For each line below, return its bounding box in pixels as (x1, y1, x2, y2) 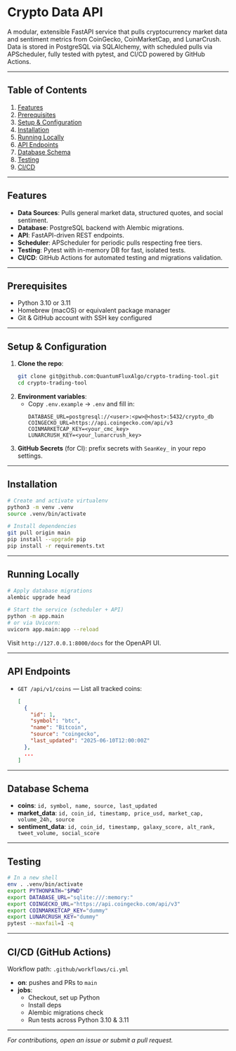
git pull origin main (7, 529, 71, 536)
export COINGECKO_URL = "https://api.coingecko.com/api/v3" (7, 901, 181, 908)
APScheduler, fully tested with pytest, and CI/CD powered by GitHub (7, 50, 206, 58)
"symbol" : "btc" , (30, 718, 81, 725)
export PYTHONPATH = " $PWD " (7, 887, 83, 894)
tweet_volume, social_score (17, 830, 100, 837)
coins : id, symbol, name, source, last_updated (17, 801, 158, 810)
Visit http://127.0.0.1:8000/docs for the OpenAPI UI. (7, 638, 162, 647)
